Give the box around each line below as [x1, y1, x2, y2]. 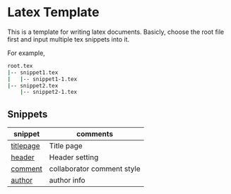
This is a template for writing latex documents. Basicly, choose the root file [7, 28, 225, 36]
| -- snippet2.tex [7, 82, 59, 89]
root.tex [7, 62, 33, 69]
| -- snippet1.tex [7, 68, 59, 76]
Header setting [49, 152, 99, 162]
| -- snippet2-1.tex [20, 89, 78, 96]
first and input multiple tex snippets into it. [7, 35, 130, 43]
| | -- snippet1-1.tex [7, 75, 78, 83]
